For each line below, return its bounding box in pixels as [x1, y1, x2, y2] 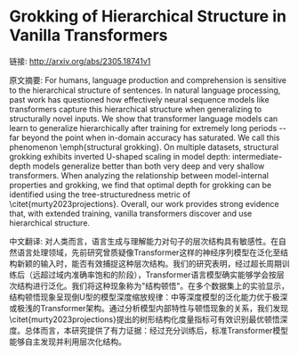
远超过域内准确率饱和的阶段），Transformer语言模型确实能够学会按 [32, 269, 278, 280]
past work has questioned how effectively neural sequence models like [9, 94, 270, 104]
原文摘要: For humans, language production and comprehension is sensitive [9, 74, 287, 86]
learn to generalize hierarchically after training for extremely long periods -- [9, 122, 286, 133]
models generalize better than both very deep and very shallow [32, 161, 265, 171]
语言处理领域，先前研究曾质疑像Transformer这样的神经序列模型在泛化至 [16, 247, 281, 258]
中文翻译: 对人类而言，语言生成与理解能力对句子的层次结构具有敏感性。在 [9, 235, 278, 246]
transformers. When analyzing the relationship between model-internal [9, 169, 270, 180]
